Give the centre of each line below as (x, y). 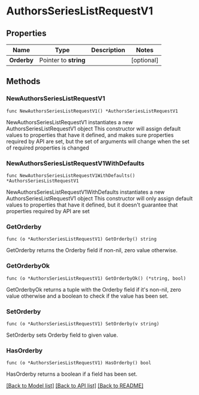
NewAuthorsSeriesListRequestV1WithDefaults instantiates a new (85, 192)
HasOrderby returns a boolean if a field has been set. (72, 374)
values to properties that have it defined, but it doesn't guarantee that (92, 205)
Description (108, 50)
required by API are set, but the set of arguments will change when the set (98, 141)
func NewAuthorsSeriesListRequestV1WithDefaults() (71, 175)
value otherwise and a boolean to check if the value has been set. (88, 296)
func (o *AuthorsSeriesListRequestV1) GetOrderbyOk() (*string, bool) (96, 278)
